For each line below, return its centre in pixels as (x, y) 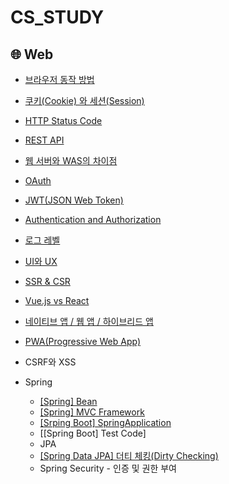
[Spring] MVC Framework (92, 412)
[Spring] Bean (68, 401)
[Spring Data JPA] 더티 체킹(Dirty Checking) (129, 455)
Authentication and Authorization (93, 219)
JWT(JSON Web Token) (74, 200)
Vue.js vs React (57, 300)
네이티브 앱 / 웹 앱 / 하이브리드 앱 (89, 321)
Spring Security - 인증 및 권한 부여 (108, 468)
